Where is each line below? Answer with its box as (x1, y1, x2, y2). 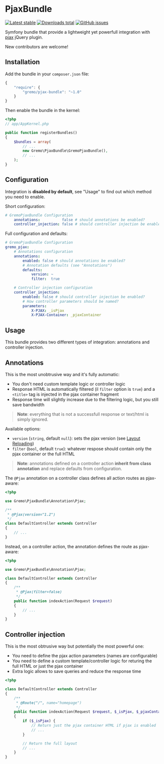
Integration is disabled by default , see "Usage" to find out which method (5, 188, 152, 194)
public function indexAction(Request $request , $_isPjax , (14, 709, 134, 715)
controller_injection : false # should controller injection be (14, 222, 145, 227)
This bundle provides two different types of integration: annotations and (5, 339, 150, 345)
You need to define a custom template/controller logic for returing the (12, 658, 152, 664)
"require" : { (14, 85, 41, 90)
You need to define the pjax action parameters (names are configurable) (12, 653, 158, 659)
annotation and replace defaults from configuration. (17, 466, 123, 472)
